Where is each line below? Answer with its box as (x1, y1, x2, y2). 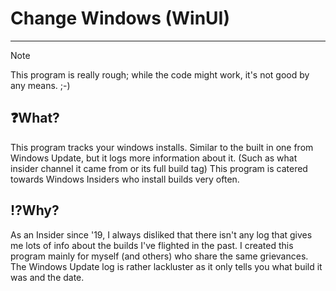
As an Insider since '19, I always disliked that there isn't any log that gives (10, 228, 313, 241)
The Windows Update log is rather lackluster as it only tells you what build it (10, 260, 323, 272)
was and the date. (10, 271, 85, 283)
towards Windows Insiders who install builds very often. (10, 173, 240, 185)
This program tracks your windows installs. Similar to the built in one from (10, 141, 314, 153)
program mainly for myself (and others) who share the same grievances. (10, 250, 309, 262)
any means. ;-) (10, 79, 71, 91)
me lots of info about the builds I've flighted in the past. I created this (10, 239, 294, 251)
